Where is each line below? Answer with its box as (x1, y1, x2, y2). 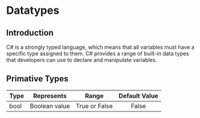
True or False (76, 102, 113, 110)
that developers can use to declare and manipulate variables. (6, 57, 157, 63)
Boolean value (29, 102, 70, 110)
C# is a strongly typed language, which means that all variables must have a (6, 43, 195, 51)
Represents (32, 92, 67, 100)
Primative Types (6, 73, 69, 84)
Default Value (118, 92, 159, 100)
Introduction (6, 28, 54, 38)
